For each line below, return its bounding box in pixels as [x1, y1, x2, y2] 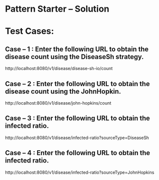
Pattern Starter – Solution [5, 3, 110, 15]
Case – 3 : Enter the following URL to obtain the [5, 114, 150, 123]
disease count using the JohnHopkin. [5, 87, 121, 95]
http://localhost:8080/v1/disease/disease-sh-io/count [5, 66, 113, 72]
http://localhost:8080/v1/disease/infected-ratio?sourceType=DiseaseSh [5, 135, 149, 141]
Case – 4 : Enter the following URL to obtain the [5, 149, 150, 157]
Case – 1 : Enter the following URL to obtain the [5, 45, 149, 53]
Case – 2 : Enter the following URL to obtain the [5, 79, 150, 88]
